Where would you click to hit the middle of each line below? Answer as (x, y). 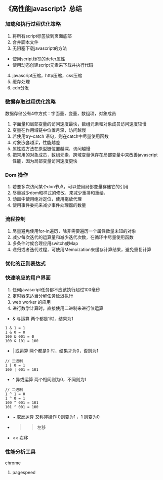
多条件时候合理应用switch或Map (45, 243)
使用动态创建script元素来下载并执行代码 (53, 65)
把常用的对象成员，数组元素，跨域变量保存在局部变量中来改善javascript (85, 155)
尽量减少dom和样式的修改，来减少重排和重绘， (60, 193)
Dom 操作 (17, 175)
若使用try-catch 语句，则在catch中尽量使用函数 (60, 136)
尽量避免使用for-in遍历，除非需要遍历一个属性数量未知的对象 (74, 231)
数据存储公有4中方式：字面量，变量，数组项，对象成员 (61, 113)
